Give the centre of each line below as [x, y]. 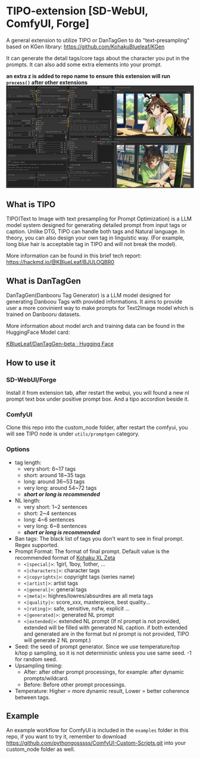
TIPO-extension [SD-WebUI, [77, 11]
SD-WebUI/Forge [31, 379]
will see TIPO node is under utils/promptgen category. [73, 434]
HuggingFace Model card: [38, 332]
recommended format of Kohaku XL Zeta [65, 557]
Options [18, 449]
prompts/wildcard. [46, 678]
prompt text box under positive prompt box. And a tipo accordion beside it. [98, 399]
